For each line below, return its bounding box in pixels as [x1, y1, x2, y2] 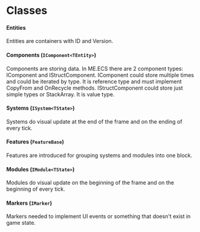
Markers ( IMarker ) [6, 199, 53, 207]
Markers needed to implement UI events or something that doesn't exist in [6, 213, 191, 220]
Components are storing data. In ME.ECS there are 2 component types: [6, 65, 184, 72]
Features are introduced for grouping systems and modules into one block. [6, 152, 193, 159]
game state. [6, 219, 36, 227]
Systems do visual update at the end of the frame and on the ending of [6, 118, 182, 125]
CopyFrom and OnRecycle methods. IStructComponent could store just [6, 84, 183, 91]
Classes [6, 4, 48, 18]
